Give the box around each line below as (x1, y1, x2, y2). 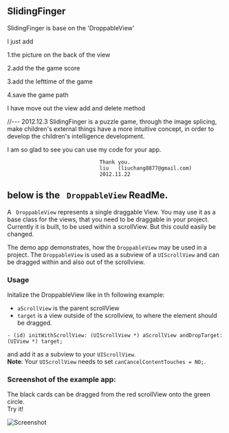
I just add (7, 37, 34, 46)
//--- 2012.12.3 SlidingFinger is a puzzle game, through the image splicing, (7, 117, 217, 125)
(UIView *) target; (7, 338, 63, 345)
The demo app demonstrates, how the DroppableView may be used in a (7, 243, 208, 251)
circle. (7, 398, 25, 406)
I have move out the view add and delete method (7, 103, 146, 112)
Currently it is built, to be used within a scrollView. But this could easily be (7, 222, 217, 230)
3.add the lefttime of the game (7, 77, 93, 85)
